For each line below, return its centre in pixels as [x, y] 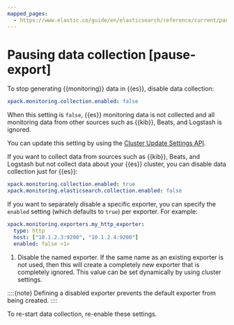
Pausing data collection [77, 55]
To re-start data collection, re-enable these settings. [82, 314]
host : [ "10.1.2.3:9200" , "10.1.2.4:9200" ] [76, 237]
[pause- [172, 55]
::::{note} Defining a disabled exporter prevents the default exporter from [111, 293]
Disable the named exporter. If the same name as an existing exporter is [120, 257]
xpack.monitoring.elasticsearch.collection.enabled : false [95, 191]
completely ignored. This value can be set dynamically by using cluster [119, 272]
